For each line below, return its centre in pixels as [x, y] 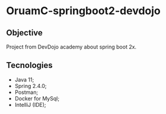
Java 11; [24, 79]
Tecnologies [29, 65]
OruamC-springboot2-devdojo [84, 11]
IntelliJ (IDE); [30, 105]
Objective [25, 33]
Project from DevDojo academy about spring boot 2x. [71, 47]
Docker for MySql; [37, 98]
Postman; [26, 92]
